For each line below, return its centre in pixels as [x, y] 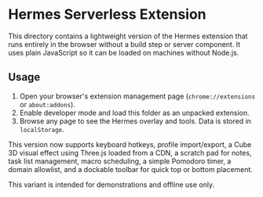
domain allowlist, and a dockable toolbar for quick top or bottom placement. [131, 169]
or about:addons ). [47, 104]
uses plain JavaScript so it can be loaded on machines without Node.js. [124, 52]
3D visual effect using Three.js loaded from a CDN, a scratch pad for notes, [130, 152]
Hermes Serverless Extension [107, 14]
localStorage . [42, 129]
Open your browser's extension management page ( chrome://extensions [137, 96]
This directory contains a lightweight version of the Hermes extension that [128, 36]
